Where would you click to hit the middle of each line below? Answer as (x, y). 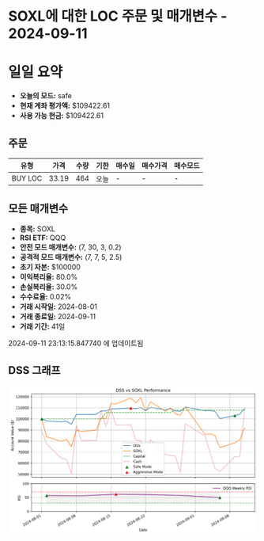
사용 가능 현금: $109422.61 (62, 116)
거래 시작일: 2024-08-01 (58, 307)
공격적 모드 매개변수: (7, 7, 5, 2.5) (71, 257)
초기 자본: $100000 (50, 267)
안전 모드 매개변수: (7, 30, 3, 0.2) (70, 247)
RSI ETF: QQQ (43, 238)
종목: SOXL (37, 229)
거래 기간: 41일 (42, 326)
